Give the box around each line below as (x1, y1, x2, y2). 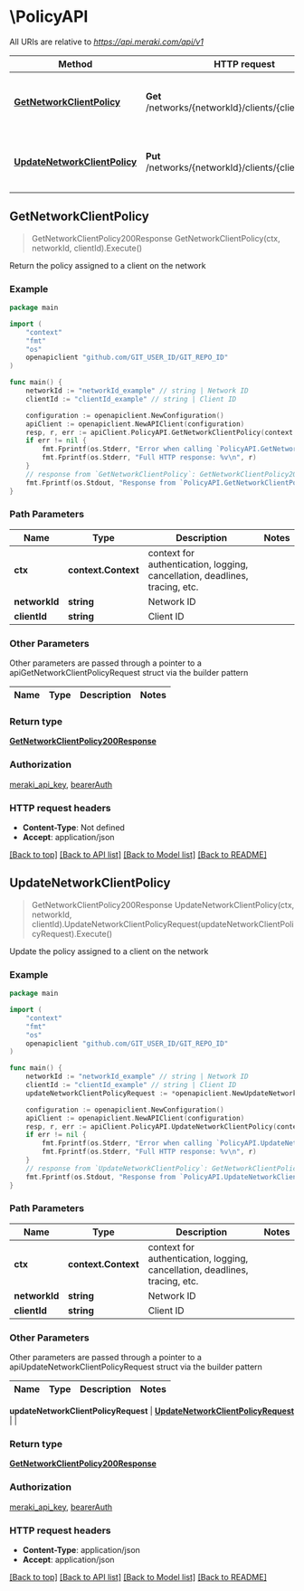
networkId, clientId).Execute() (31, 242, 143, 253)
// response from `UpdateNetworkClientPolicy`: (25, 1164, 208, 1173)
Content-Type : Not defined (22, 822, 125, 833)
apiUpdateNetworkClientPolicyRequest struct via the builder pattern (9, 1361, 262, 1372)
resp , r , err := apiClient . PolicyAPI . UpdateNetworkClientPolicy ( (25, 1122, 278, 1132)
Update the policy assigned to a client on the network (9, 945, 209, 956)
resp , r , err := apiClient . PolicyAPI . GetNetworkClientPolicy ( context (25, 428, 294, 437)
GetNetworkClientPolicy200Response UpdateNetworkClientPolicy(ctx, (31, 899, 295, 910)
